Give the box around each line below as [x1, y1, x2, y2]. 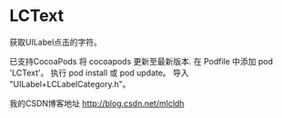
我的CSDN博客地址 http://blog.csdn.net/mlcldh [9, 97, 185, 109]
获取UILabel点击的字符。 [9, 36, 103, 47]
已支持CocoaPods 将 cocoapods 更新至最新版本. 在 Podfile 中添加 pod [9, 55, 274, 66]
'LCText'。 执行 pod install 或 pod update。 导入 [9, 67, 189, 78]
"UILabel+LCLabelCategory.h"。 [9, 78, 131, 89]
